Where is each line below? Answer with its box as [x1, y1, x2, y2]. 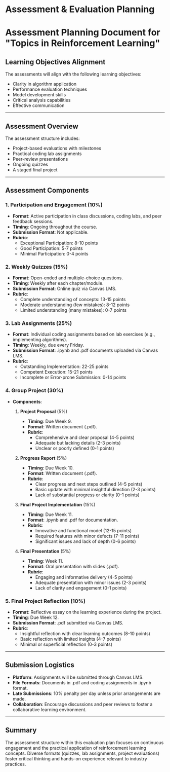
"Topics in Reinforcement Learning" [5, 38, 160, 49]
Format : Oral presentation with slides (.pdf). [27, 563, 119, 569]
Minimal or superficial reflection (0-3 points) [20, 641, 113, 647]
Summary [5, 726, 37, 734]
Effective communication [12, 102, 65, 108]
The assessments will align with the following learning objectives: [5, 71, 142, 77]
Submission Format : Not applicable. [12, 229, 89, 235]
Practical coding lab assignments [12, 151, 82, 157]
